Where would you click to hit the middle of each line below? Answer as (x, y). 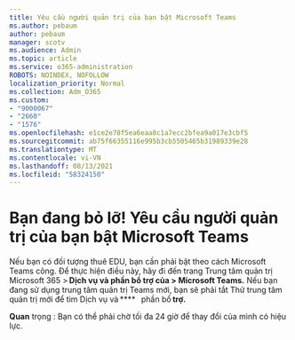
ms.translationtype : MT (53, 149)
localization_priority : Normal (67, 83)
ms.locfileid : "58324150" (57, 174)
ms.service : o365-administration (71, 67)
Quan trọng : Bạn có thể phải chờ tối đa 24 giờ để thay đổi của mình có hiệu (148, 317)
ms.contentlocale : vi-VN (55, 158)
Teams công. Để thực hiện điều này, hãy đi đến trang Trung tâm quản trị (141, 271)
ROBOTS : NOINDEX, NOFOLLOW (59, 75)
